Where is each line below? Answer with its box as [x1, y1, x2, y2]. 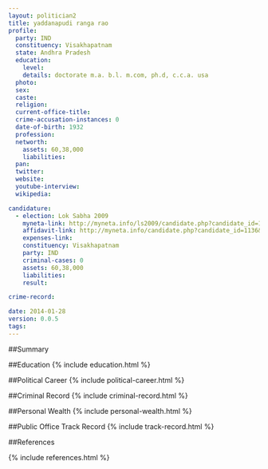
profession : [15, 130, 56, 138]
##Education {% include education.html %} [8, 360, 152, 369]
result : [22, 279, 48, 287]
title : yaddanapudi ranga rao [8, 19, 109, 27]
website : [15, 175, 45, 184]
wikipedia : [15, 189, 52, 198]
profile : [8, 26, 37, 34]
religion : [15, 101, 48, 109]
